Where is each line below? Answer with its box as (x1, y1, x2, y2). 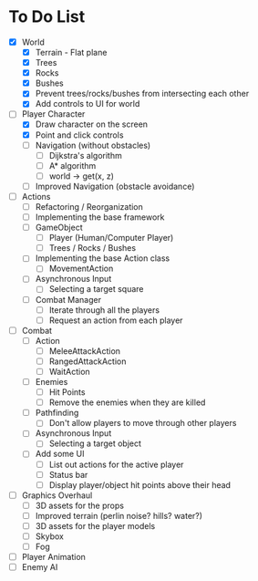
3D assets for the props (35, 500, 125, 511)
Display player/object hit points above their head (48, 479, 232, 490)
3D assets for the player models (35, 520, 156, 531)
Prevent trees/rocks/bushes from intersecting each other (35, 88, 250, 99)
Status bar (48, 469, 88, 480)
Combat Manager (35, 294, 102, 305)
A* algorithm (48, 160, 97, 171)
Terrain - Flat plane (35, 47, 108, 57)
